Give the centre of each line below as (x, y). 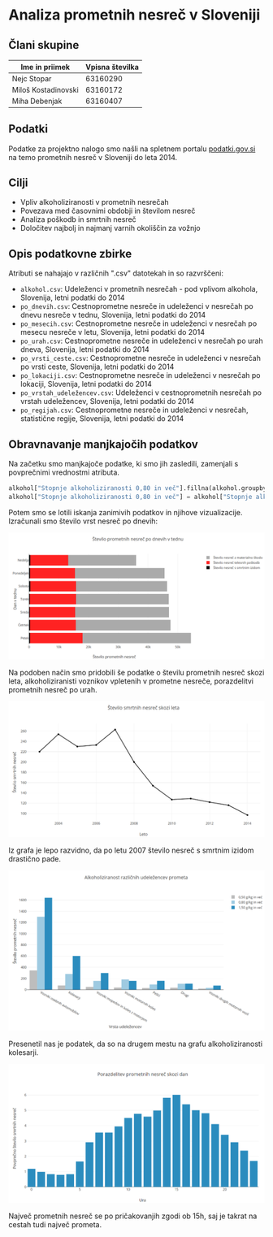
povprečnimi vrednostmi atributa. (64, 472)
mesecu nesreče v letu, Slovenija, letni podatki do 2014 (113, 332)
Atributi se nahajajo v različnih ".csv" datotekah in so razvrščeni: (116, 273)
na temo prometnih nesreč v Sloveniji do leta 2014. (93, 157)
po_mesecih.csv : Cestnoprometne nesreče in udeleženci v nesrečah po (139, 323)
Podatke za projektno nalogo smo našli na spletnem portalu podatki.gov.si (132, 149)
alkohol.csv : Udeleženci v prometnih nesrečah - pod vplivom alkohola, (139, 289)
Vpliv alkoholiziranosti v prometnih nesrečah (94, 202)
